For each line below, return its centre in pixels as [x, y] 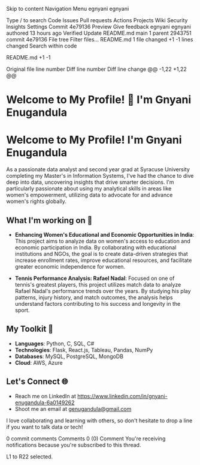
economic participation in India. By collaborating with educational [96, 247]
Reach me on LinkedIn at [46, 396]
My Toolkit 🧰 [30, 329]
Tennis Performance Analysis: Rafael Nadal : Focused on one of [95, 278]
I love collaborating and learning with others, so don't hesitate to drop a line [99, 421]
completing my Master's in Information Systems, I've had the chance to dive [100, 176]
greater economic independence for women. [70, 266]
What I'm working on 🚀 [49, 220]
